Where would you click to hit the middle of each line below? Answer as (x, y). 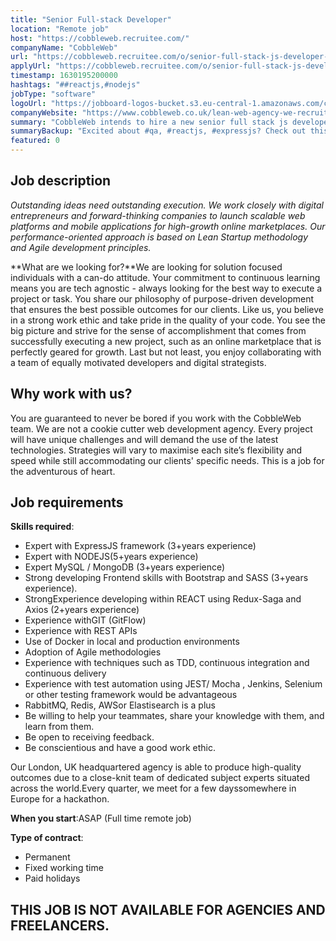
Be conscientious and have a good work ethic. (120, 748)
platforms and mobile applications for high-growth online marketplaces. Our (168, 226)
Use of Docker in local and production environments (132, 642)
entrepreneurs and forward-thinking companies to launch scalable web (158, 215)
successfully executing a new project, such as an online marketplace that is (166, 341)
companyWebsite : (44, 112)
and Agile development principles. (81, 247)
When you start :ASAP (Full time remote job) (101, 818)
